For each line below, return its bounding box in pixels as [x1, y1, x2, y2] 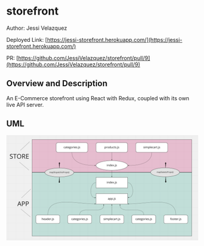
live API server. [6, 101, 44, 108]
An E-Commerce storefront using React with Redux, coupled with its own [6, 94, 190, 101]
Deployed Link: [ [6, 36, 47, 43]
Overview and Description [6, 78, 108, 89]
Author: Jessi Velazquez [6, 24, 68, 32]
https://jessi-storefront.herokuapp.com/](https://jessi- [46, 36, 183, 43]
